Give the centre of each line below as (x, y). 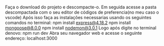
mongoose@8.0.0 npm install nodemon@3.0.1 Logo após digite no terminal (81, 28)
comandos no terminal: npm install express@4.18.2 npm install (68, 23)
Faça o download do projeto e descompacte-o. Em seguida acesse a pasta (81, 7)
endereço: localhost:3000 (31, 38)
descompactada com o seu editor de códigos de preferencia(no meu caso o (82, 12)
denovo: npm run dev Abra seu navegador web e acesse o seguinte (74, 33)
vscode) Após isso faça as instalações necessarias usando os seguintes (78, 17)
